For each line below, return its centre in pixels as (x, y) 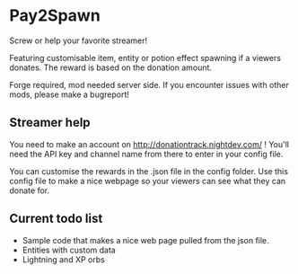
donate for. (30, 190)
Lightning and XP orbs (63, 259)
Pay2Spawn (55, 16)
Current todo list (56, 219)
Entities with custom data (69, 250)
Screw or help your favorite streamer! (79, 40)
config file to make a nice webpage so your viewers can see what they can (148, 181)
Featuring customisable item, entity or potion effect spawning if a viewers (145, 57)
